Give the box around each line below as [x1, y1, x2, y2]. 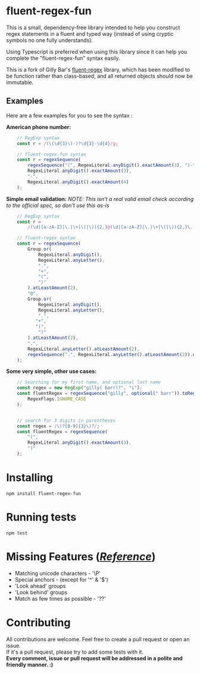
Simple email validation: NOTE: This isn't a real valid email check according [6, 195, 194, 202]
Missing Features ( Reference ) [6, 550, 156, 563]
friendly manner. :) [6, 661, 54, 668]
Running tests [6, 511, 77, 524]
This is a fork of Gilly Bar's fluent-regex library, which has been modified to [6, 66, 190, 73]
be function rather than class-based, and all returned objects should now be [6, 72, 193, 79]
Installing [6, 471, 54, 484]
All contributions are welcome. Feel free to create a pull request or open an [6, 635, 190, 642]
